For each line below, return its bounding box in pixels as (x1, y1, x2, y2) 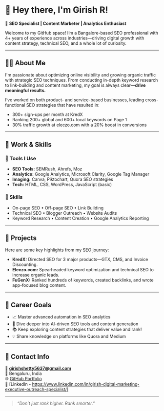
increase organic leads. (12, 272, 60, 278)
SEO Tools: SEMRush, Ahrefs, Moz (12, 166, 82, 172)
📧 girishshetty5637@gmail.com (5, 365, 72, 372)
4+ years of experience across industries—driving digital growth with (5, 35, 144, 41)
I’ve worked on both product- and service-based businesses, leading (5, 97, 144, 103)
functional (5, 102, 25, 108)
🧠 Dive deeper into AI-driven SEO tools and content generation (12, 321, 139, 327)
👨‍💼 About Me (5, 59, 46, 67)
